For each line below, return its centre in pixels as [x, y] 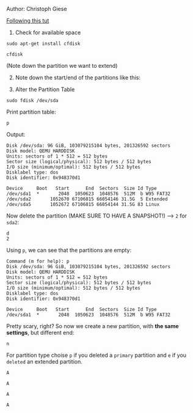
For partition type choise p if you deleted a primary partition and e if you [96, 355]
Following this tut [28, 20]
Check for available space [48, 32]
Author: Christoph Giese [37, 9]
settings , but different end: [40, 333]
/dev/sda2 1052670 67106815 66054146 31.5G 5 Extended [87, 199]
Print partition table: [31, 112]
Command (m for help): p [38, 261]
